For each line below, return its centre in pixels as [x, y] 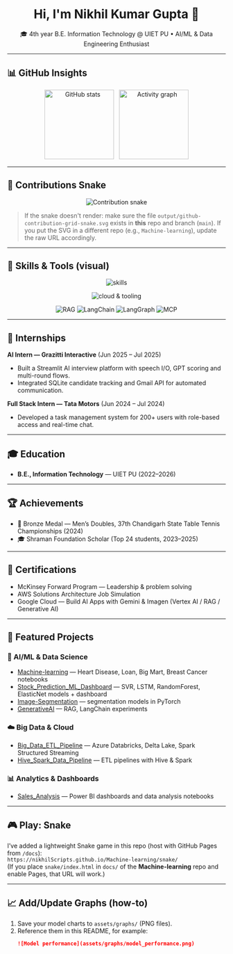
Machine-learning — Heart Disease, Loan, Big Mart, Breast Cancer [112, 672]
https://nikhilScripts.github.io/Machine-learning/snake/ [93, 859]
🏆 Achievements [45, 503]
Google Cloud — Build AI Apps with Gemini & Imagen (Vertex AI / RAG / [119, 601]
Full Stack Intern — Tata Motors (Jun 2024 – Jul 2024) [86, 404]
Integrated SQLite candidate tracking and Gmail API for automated [112, 383]
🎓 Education [36, 454]
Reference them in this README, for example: [83, 930]
